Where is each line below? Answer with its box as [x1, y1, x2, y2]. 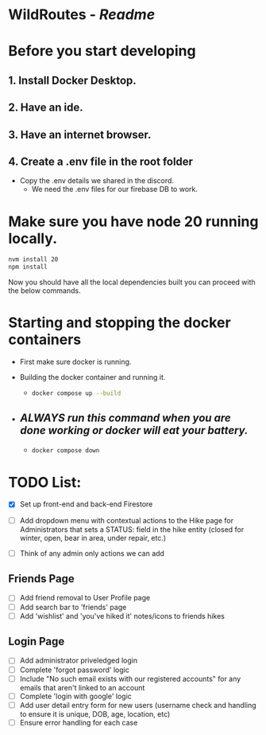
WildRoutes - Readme [8, 6, 156, 24]
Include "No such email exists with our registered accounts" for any [19, 674, 241, 683]
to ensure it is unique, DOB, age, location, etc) [19, 709, 171, 718]
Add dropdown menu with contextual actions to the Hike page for [19, 515, 234, 525]
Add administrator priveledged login [19, 655, 137, 666]
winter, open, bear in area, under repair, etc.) [19, 533, 167, 542]
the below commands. [8, 286, 81, 295]
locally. [8, 229, 58, 248]
